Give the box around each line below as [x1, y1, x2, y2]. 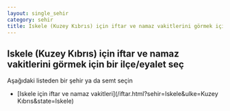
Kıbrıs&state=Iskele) [16, 97, 74, 106]
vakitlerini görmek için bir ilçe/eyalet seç [7, 59, 185, 70]
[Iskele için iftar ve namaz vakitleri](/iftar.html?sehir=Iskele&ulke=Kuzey [16, 90, 219, 98]
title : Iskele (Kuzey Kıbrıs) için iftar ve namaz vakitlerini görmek [7, 22, 213, 29]
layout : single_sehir [7, 10, 69, 17]
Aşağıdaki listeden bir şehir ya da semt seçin [7, 76, 133, 85]
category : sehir [7, 16, 53, 23]
